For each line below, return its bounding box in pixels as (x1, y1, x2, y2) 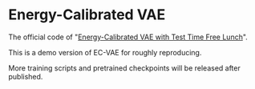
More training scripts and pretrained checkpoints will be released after (8, 63, 241, 73)
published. (8, 71, 43, 81)
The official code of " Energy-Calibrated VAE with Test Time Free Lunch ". (8, 32, 249, 42)
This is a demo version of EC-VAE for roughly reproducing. (8, 47, 202, 57)
